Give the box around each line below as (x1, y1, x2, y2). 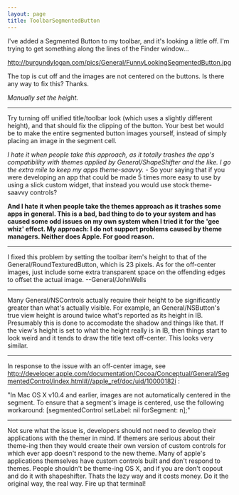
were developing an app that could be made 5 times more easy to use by (7, 172, 221, 182)
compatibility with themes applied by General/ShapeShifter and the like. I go (7, 157, 231, 166)
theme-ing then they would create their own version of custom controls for (7, 441, 226, 449)
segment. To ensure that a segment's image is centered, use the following (7, 398, 225, 407)
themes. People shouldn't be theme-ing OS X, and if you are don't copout (7, 464, 223, 472)
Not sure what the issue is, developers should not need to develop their (7, 426, 217, 434)
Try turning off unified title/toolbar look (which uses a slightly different (7, 113, 213, 122)
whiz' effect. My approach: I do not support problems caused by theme (7, 224, 222, 233)
